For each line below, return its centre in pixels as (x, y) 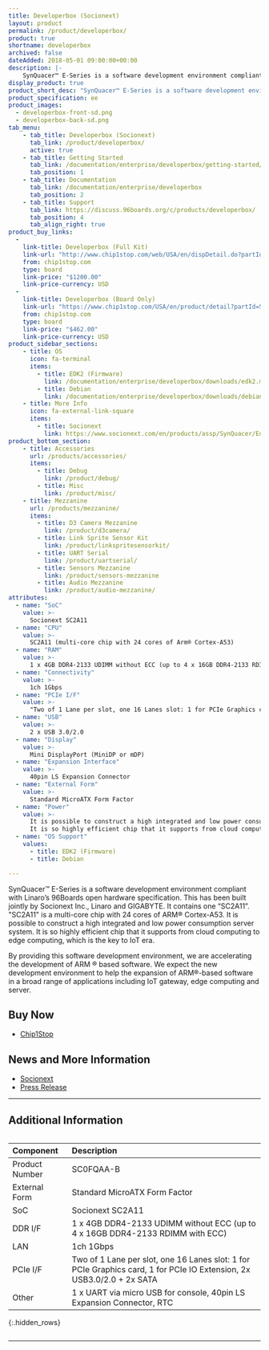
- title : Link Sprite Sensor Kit (93, 539)
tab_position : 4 (56, 218)
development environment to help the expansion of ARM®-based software (131, 973)
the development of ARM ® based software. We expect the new (113, 964)
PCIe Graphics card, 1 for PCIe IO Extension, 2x (161, 1269)
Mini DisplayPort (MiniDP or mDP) (87, 754)
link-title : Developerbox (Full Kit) (86, 247)
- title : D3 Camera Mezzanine (87, 523)
